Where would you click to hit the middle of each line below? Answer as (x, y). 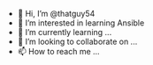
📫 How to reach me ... (58, 51)
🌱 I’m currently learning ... (65, 32)
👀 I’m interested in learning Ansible (81, 23)
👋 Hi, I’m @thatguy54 (56, 14)
